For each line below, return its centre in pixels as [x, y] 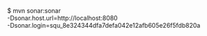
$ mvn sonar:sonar [34, 11]
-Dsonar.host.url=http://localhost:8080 [62, 18]
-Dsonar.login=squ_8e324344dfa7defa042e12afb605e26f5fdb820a [104, 25]
